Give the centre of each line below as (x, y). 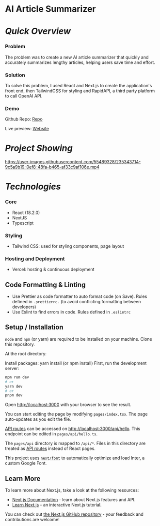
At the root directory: (26, 353)
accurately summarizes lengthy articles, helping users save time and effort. (80, 62)
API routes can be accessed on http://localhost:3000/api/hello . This (73, 429)
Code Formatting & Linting (45, 284)
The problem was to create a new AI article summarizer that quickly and (77, 57)
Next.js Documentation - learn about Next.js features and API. (74, 500)
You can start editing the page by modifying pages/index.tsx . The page (76, 414)
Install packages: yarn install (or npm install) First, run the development (76, 363)
